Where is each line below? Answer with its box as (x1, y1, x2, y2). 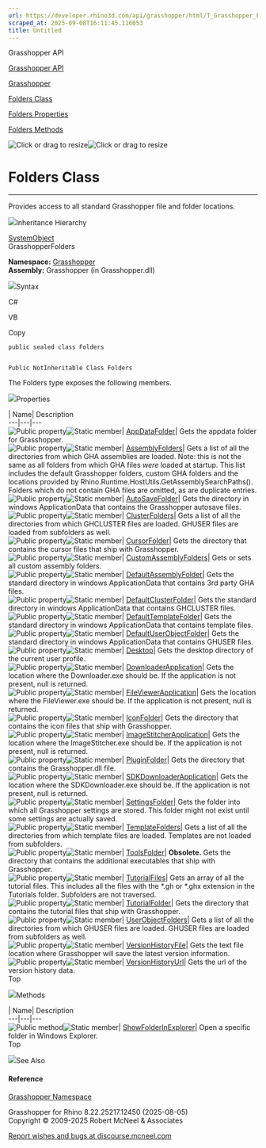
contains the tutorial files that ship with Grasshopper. (8, 907, 180, 916)
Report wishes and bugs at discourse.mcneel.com (8, 1131, 172, 1140)
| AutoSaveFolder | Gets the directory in (121, 494, 249, 503)
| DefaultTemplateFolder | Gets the (121, 612, 232, 622)
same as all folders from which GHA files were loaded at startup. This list (8, 461, 245, 470)
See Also (16, 1056, 46, 1066)
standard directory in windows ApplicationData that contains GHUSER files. (8, 637, 253, 647)
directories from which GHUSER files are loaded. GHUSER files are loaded (8, 924, 249, 933)
